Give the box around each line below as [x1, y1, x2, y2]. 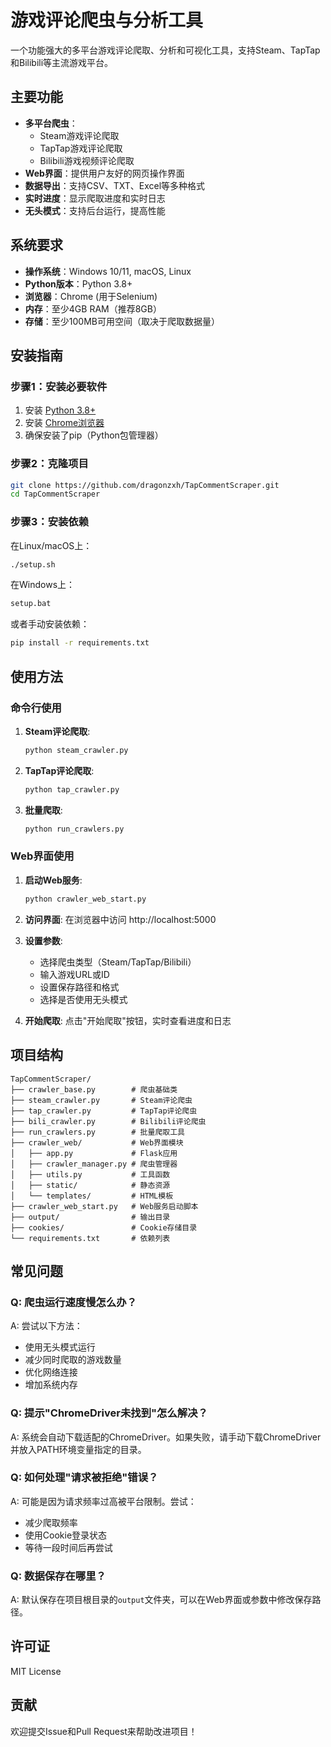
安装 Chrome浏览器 [24, 417, 105, 429]
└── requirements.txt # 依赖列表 [10, 1233, 171, 1243]
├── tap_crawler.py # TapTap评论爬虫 [10, 1106, 198, 1116]
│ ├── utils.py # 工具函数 [10, 1169, 171, 1180]
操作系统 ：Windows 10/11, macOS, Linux [24, 265, 192, 277]
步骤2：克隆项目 [10, 457, 89, 471]
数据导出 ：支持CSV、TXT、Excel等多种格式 [24, 179, 206, 191]
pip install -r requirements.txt [10, 638, 150, 648]
